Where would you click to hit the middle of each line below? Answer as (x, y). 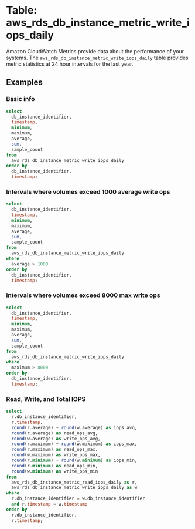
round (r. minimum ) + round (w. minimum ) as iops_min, (74, 461)
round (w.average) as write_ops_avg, (56, 439)
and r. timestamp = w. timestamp (49, 504)
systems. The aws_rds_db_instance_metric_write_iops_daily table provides (97, 58)
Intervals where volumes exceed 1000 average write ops (88, 191)
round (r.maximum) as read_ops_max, (55, 450)
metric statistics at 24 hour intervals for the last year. (70, 64)
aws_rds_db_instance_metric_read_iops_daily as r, (74, 482)
